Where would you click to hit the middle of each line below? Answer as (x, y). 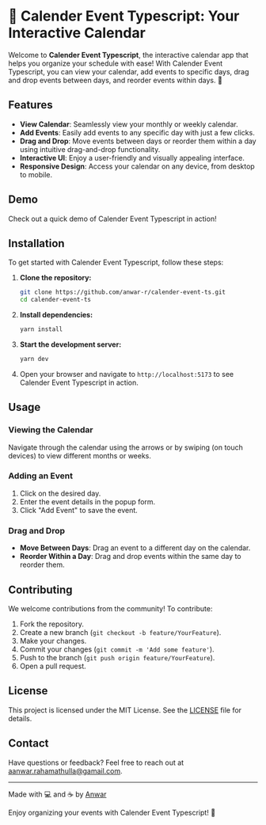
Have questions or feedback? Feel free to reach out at (96, 762)
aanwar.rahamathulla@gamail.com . (65, 770)
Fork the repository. (52, 624)
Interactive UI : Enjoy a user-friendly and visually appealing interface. (132, 158)
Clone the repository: (55, 278)
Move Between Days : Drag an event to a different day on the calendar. (135, 548)
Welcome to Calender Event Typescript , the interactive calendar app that (129, 55)
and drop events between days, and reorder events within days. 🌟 (116, 80)
